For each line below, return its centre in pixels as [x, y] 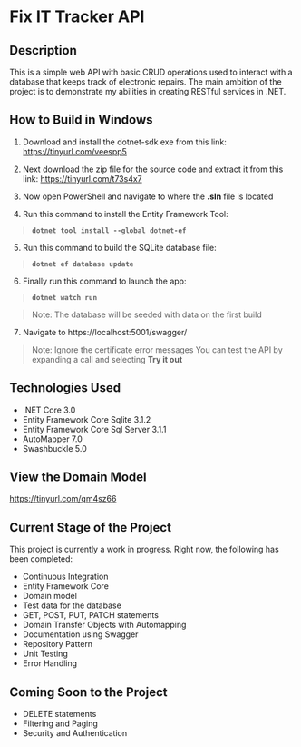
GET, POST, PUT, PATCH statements [90, 615]
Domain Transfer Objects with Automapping [104, 625]
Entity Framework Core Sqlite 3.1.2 [87, 419]
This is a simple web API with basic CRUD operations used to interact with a [151, 72]
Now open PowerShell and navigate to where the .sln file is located [148, 196]
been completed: [41, 559]
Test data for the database [72, 605]
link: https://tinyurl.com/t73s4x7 [82, 178]
